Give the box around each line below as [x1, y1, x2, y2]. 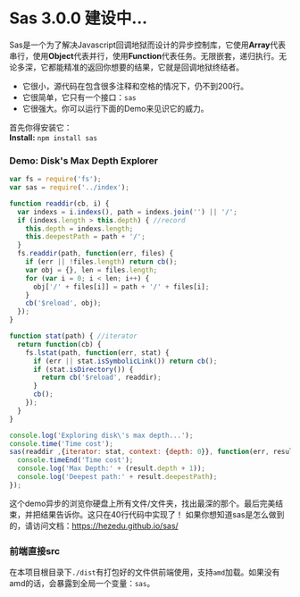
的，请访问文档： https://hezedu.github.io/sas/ [9, 520, 179, 531]
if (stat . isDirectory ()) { [32, 365, 134, 374]
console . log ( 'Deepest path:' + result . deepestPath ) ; [17, 473, 218, 482]
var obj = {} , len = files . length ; [25, 265, 158, 274]
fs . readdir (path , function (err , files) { [17, 249, 174, 258]
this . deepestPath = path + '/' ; [25, 232, 146, 241]
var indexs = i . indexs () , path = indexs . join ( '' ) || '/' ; [17, 207, 238, 216]
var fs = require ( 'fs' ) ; [9, 175, 102, 184]
